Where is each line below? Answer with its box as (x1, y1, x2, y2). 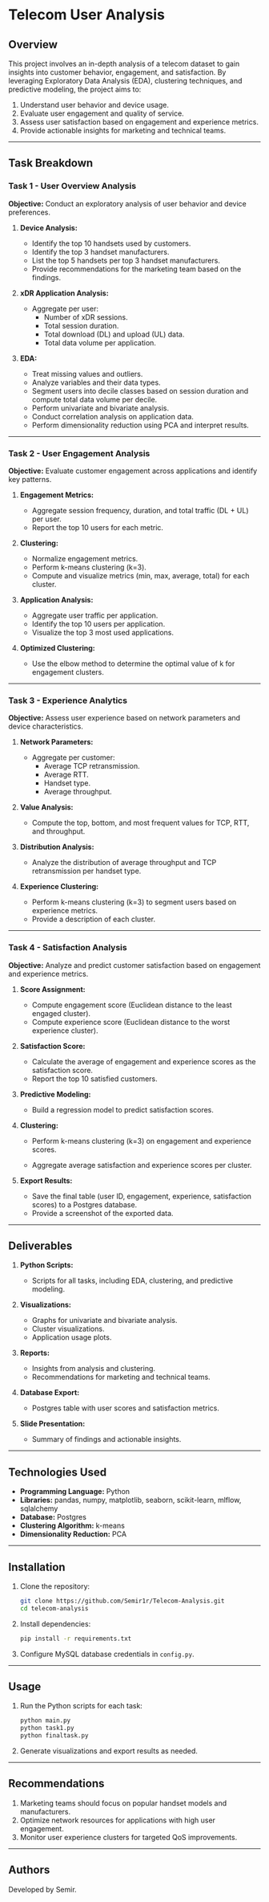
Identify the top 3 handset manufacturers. (31, 247, 170, 256)
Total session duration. (43, 320, 119, 330)
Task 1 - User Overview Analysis (8, 181, 137, 192)
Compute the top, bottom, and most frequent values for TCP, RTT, (31, 818, 250, 828)
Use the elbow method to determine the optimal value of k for (31, 659, 235, 668)
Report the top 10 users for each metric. (31, 522, 164, 532)
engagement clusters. (31, 667, 104, 676)
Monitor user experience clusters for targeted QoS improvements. (19, 1832, 238, 1842)
